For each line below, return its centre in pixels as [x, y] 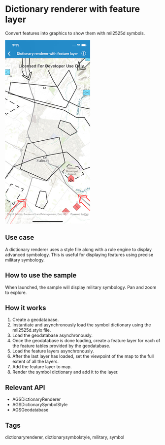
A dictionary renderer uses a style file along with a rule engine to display [78, 249]
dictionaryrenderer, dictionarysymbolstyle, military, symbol [65, 437]
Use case [20, 238]
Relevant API [25, 387]
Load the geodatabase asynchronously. [52, 335]
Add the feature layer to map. [42, 367]
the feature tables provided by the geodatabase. [61, 346]
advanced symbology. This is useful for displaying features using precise [79, 254]
